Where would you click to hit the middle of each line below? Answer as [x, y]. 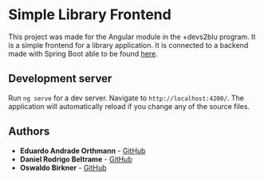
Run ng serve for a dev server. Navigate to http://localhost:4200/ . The [126, 98]
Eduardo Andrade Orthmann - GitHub [83, 151]
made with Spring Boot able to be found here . [83, 53]
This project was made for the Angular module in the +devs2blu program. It [132, 37]
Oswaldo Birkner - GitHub [63, 167]
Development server [60, 78]
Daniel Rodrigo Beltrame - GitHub [76, 159]
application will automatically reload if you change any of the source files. [129, 106]
